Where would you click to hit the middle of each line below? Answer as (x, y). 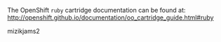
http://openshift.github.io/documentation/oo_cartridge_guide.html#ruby (110, 17)
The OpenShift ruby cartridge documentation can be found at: (96, 10)
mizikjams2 (24, 31)
